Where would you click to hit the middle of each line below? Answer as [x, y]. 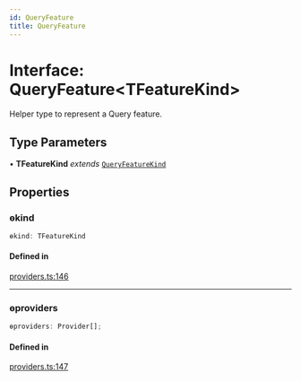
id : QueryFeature [42, 17]
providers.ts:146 [39, 277]
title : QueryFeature [48, 26]
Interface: [47, 70]
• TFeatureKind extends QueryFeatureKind [88, 164]
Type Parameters [58, 142]
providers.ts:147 [39, 367]
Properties [39, 192]
